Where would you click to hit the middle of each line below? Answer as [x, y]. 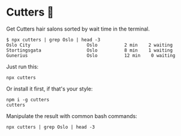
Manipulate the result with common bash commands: [72, 116]
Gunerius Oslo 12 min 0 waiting [91, 55]
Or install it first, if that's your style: [49, 89]
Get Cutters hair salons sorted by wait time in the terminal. [78, 29]
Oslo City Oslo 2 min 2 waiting [89, 45]
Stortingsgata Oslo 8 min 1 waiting [89, 50]
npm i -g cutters [28, 99]
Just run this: [22, 67]
